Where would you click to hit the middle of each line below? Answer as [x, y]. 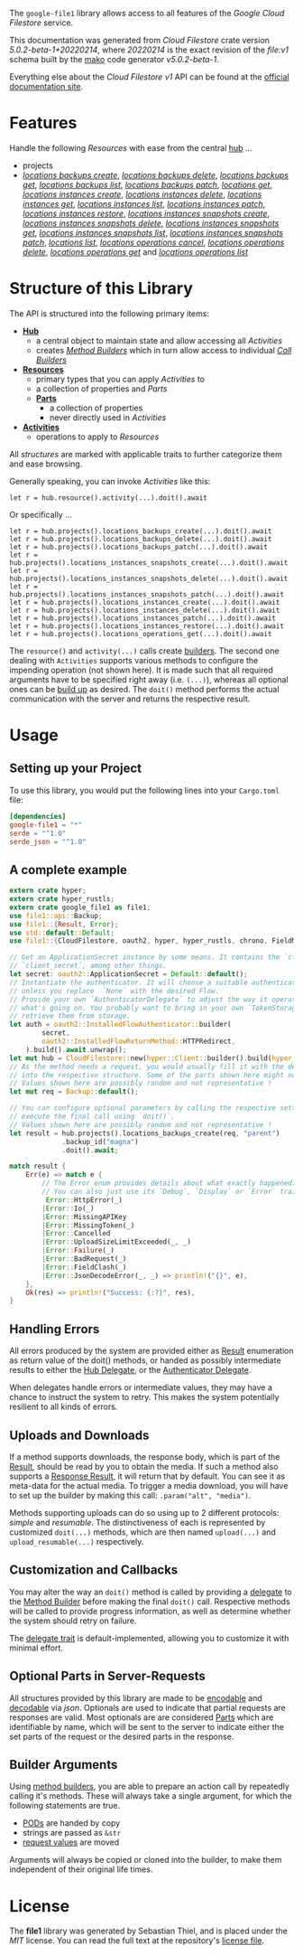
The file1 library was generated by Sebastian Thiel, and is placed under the [149, 1931]
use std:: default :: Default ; [62, 933]
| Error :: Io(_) [68, 1208]
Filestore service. [41, 23]
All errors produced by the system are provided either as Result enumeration [151, 1351]
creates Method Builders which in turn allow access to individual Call [164, 350]
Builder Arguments [64, 1765]
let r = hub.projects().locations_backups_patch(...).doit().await [139, 547]
